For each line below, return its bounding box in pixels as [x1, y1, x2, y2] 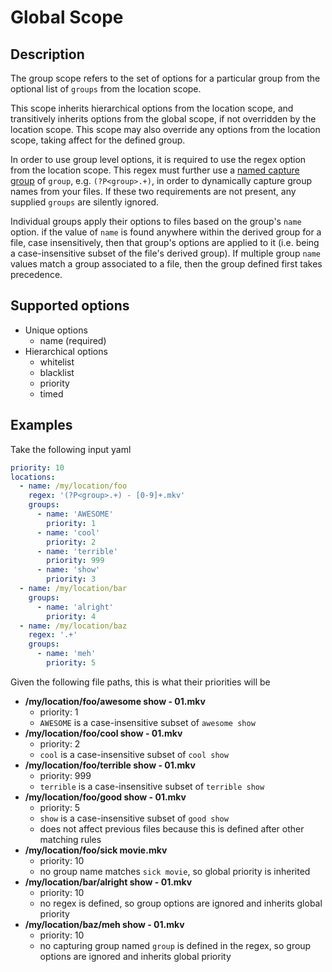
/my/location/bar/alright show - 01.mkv [24, 876, 193, 888]
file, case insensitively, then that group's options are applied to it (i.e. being [10, 237, 320, 248]
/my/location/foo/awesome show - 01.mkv [24, 695, 206, 707]
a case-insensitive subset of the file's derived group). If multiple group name [10, 247, 322, 259]
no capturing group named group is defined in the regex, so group [39, 939, 312, 951]
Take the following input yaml [10, 443, 132, 455]
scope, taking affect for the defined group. [10, 134, 186, 146]
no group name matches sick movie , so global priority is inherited [39, 865, 311, 877]
